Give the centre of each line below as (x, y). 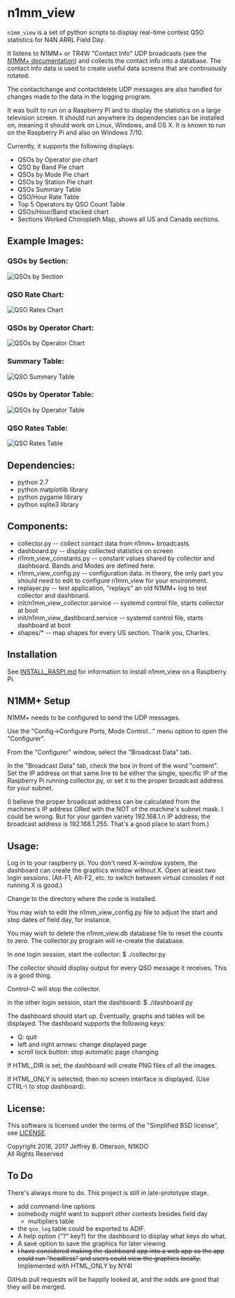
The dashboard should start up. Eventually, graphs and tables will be (106, 1016)
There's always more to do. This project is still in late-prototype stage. (108, 1192)
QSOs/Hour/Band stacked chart (63, 211)
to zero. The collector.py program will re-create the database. (96, 941)
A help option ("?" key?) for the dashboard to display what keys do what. (122, 1236)
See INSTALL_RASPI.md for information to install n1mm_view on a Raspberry (117, 671)
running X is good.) (35, 885)
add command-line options (56, 1206)
